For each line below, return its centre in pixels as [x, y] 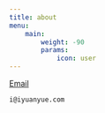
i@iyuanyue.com [37, 100]
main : [35, 34]
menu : [19, 26]
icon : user [76, 58]
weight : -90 [63, 42]
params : [55, 50]
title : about [33, 17]
